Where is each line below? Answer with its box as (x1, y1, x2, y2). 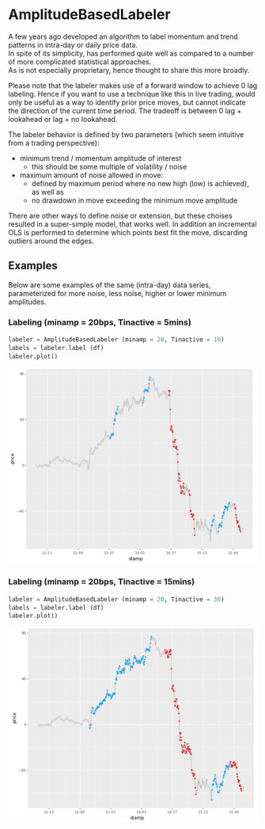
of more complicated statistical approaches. (8, 57, 152, 67)
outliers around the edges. (8, 236, 95, 245)
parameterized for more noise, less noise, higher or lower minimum (8, 288, 227, 298)
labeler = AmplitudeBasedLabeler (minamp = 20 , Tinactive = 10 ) (8, 336, 225, 344)
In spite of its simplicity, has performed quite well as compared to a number (8, 48, 255, 58)
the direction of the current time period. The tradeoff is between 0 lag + (8, 105, 242, 116)
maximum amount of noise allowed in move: (19, 170, 164, 180)
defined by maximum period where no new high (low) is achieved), (31, 178, 249, 188)
